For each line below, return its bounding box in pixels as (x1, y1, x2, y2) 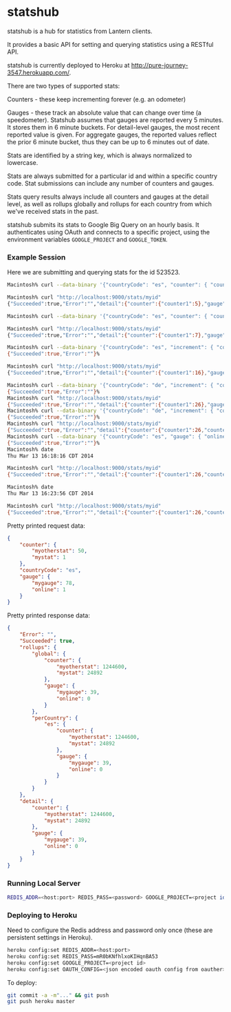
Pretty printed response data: (7, 611, 91, 619)
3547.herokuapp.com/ (7, 68, 70, 77)
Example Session (7, 252, 66, 262)
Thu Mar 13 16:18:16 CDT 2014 (7, 453, 94, 459)
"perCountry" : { (32, 715, 78, 722)
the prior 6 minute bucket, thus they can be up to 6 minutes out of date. (7, 137, 210, 146)
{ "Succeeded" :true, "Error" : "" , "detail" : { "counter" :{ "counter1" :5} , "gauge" (7, 300, 226, 307)
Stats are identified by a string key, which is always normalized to (7, 151, 192, 159)
